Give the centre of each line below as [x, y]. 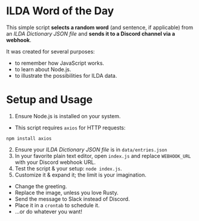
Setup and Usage [49, 100]
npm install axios [29, 138]
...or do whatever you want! [48, 211]
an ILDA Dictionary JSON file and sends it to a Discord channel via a [91, 33]
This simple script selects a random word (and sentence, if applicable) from [100, 27]
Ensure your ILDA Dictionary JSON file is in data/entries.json [91, 149]
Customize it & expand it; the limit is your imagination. [81, 175]
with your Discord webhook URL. [55, 162]
